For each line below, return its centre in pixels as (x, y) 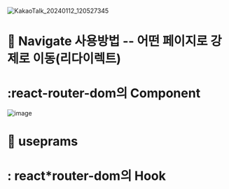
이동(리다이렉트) (77, 59)
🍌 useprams (43, 142)
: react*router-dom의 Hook (87, 176)
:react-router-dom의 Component (104, 93)
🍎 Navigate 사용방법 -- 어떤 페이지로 (107, 41)
